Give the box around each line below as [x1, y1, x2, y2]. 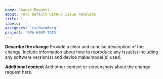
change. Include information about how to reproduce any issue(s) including [5, 49, 158, 55]
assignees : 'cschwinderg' [5, 26, 58, 31]
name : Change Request [5, 7, 50, 12]
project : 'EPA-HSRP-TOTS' [5, 30, 58, 35]
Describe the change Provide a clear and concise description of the [5, 44, 144, 49]
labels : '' [5, 21, 28, 26]
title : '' [5, 16, 26, 21]
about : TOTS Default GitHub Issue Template [5, 12, 96, 17]
